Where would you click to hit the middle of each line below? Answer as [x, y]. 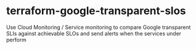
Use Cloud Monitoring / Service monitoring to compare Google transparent [99, 27]
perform [16, 40]
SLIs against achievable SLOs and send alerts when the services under [94, 33]
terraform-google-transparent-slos [96, 11]
